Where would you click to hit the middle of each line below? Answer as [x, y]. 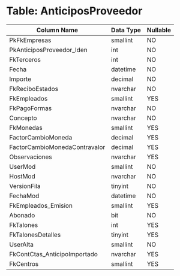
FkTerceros [25, 59]
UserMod [22, 166]
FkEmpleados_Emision [41, 205]
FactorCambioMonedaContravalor [57, 147]
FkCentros [24, 263]
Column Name [57, 30]
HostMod [22, 176]
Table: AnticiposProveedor [74, 11]
